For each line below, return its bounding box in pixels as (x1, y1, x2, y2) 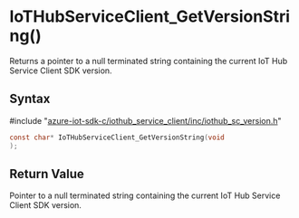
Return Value (9, 166, 84, 182)
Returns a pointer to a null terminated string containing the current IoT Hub (9, 55, 288, 66)
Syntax (9, 91, 51, 107)
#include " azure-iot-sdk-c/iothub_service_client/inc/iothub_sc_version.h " (9, 115, 283, 126)
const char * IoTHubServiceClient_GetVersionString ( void (9, 133, 225, 142)
